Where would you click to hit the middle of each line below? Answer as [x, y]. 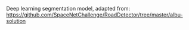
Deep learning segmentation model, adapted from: [68, 9]
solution [16, 21]
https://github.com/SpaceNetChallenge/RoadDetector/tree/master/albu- [94, 15]
